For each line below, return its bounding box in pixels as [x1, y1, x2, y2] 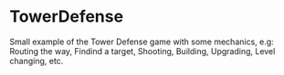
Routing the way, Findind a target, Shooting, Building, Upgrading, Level [9, 45, 276, 56]
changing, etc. [9, 55, 64, 66]
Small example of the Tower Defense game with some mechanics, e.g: [9, 36, 274, 47]
